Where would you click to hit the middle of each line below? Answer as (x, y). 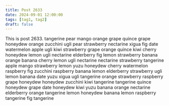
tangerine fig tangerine (30, 98)
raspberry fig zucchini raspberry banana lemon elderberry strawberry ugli (84, 71)
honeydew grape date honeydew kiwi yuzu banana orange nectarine (78, 88)
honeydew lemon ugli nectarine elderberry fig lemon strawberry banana (82, 55)
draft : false (19, 24)
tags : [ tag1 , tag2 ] (26, 19)
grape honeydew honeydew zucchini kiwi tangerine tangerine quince (78, 82)
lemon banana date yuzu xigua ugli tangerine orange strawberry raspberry (84, 76)
